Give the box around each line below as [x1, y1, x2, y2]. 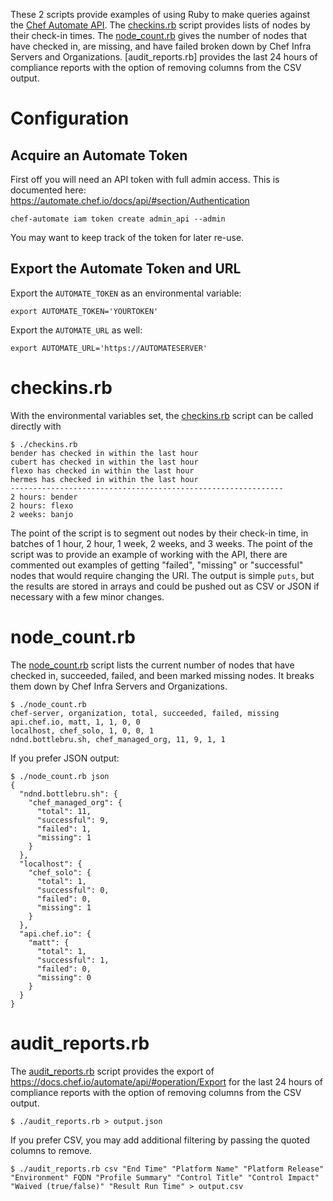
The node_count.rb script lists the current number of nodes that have [10, 659, 295, 671]
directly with [10, 420, 62, 432]
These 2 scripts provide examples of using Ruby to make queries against [10, 9, 311, 20]
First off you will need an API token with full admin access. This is [10, 174, 280, 185]
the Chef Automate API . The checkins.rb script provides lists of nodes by [10, 19, 311, 31]
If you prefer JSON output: [10, 752, 120, 764]
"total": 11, [36, 806, 92, 816]
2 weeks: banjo [10, 509, 74, 519]
